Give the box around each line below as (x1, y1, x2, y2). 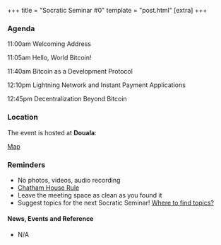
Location (7, 113, 39, 122)
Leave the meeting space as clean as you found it (17, 190, 162, 199)
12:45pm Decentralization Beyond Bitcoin (7, 95, 127, 103)
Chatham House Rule (17, 183, 80, 192)
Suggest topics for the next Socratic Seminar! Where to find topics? (17, 198, 214, 207)
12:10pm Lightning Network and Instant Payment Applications (7, 81, 186, 89)
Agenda (7, 23, 35, 33)
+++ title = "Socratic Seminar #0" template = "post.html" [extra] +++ (7, 6, 208, 14)
